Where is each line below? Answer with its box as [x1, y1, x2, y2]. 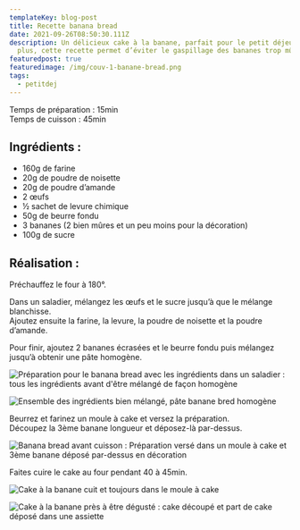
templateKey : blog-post [9, 13, 98, 22]
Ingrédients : [9, 139, 82, 155]
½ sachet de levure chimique [21, 201, 129, 212]
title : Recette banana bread [9, 21, 118, 30]
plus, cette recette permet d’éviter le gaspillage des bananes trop [17, 46, 281, 55]
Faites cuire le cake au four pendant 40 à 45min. [9, 467, 187, 478]
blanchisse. [9, 306, 52, 317]
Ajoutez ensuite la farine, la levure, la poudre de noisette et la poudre [9, 315, 263, 326]
